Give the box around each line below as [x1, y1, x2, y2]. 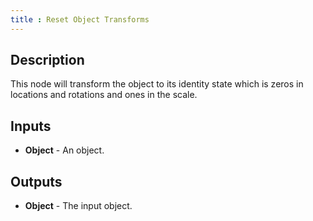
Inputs [10, 117, 52, 135]
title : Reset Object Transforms [10, 14, 150, 25]
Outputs [10, 173, 63, 190]
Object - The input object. [24, 200, 133, 212]
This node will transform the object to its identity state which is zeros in [10, 78, 304, 90]
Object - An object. [24, 144, 105, 156]
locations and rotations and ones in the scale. [10, 89, 198, 101]
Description [10, 52, 85, 69]
